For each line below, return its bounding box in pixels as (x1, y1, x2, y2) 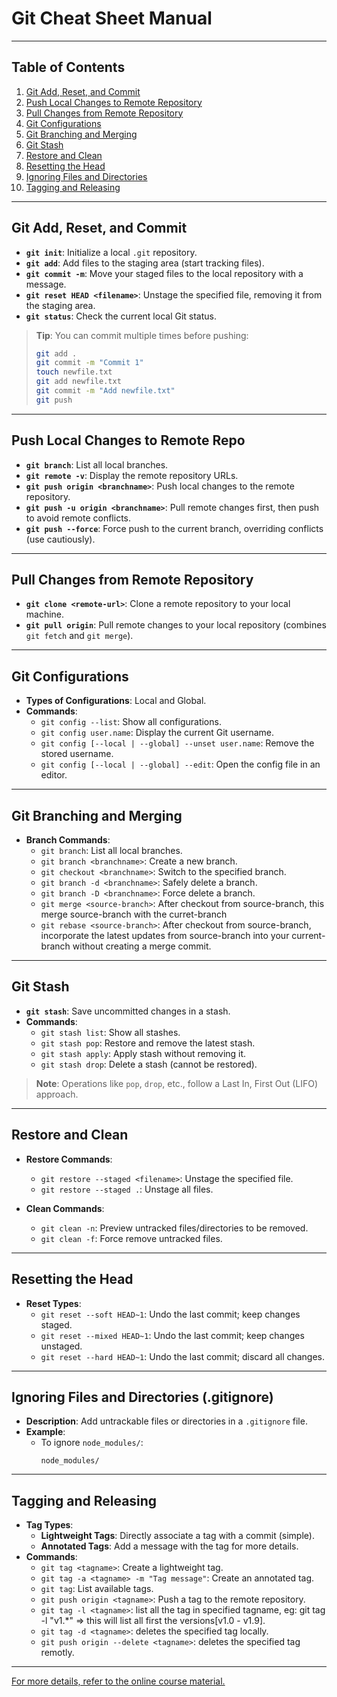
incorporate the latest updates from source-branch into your (40, 930, 290, 942)
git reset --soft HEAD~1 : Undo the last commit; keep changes (40, 1308, 301, 1320)
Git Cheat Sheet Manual (11, 7, 213, 30)
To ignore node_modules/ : (40, 1437, 144, 1449)
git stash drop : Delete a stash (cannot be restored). (40, 1058, 258, 1070)
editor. (40, 769, 68, 781)
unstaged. (40, 1340, 83, 1352)
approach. (35, 1088, 79, 1100)
